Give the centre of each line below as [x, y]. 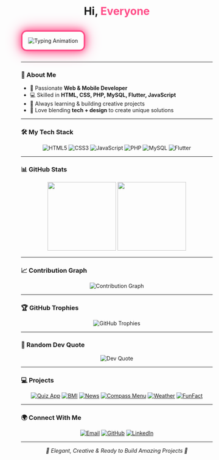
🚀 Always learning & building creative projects [87, 104]
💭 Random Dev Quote [53, 345]
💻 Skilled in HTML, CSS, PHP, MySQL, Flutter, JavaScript [103, 95]
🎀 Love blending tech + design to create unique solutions [102, 110]
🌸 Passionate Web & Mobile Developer [78, 88]
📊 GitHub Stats [44, 170]
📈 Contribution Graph [54, 270]
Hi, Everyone [117, 11]
